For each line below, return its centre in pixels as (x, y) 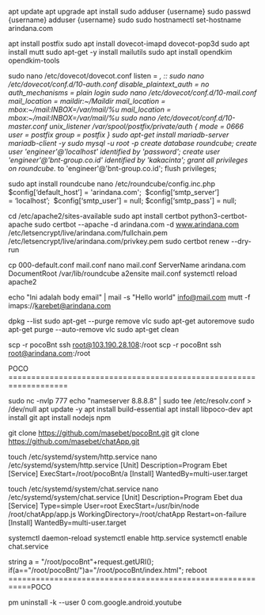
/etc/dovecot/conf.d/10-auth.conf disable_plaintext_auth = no (109, 84)
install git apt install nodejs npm (60, 418)
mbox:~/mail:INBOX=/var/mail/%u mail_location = (90, 109)
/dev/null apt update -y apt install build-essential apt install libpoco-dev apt (131, 409)
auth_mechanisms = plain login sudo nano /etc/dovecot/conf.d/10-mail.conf (132, 93)
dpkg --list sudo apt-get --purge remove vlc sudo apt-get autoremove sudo (131, 321)
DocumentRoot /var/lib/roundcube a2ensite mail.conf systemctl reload (123, 273)
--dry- (241, 241)
